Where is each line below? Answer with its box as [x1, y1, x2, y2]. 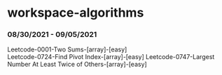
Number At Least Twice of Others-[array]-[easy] [7, 60, 147, 69]
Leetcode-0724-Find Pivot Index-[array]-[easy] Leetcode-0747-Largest [7, 53, 215, 61]
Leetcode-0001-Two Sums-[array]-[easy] [7, 45, 127, 53]
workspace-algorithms [7, 5, 144, 21]
